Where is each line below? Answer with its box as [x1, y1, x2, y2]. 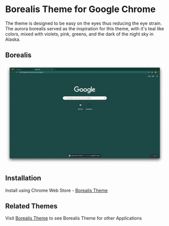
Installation [5, 174, 41, 183]
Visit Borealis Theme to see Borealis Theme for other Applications [5, 215, 142, 221]
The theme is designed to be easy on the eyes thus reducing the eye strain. [5, 20, 162, 26]
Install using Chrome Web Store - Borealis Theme [5, 187, 108, 193]
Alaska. [5, 36, 21, 42]
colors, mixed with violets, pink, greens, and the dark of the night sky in [5, 31, 154, 37]
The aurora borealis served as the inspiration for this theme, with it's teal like [5, 25, 164, 31]
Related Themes [5, 202, 58, 210]
